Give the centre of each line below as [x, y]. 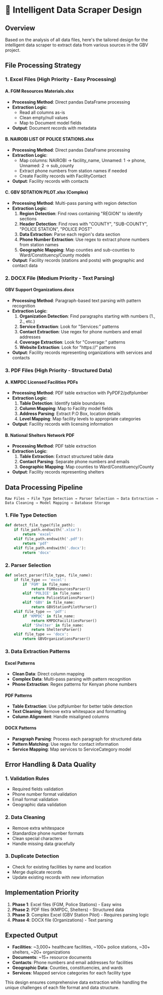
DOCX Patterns [21, 728]
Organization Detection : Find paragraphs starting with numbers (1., [87, 316]
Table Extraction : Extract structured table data [66, 456]
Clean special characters [37, 838]
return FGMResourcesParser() [61, 589]
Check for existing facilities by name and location [61, 866]
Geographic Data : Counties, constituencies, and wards [67, 968]
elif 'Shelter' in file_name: [53, 625]
